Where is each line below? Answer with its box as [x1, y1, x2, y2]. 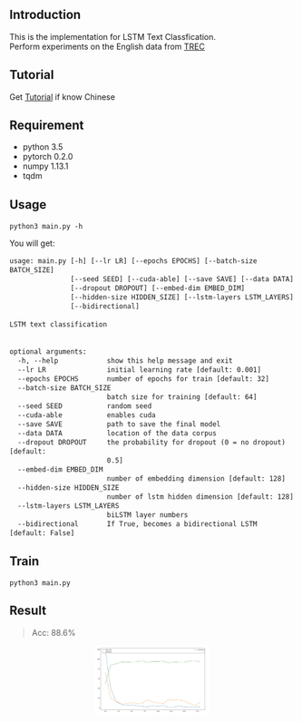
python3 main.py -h [9, 222, 83, 231]
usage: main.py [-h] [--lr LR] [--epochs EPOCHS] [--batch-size [9, 257, 258, 266]
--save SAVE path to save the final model [17, 420, 221, 429]
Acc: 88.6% [31, 627, 76, 638]
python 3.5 [22, 141, 63, 152]
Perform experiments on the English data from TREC [9, 41, 206, 52]
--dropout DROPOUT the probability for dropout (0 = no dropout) [17, 438, 286, 447]
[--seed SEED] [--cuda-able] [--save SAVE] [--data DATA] [70, 275, 295, 284]
